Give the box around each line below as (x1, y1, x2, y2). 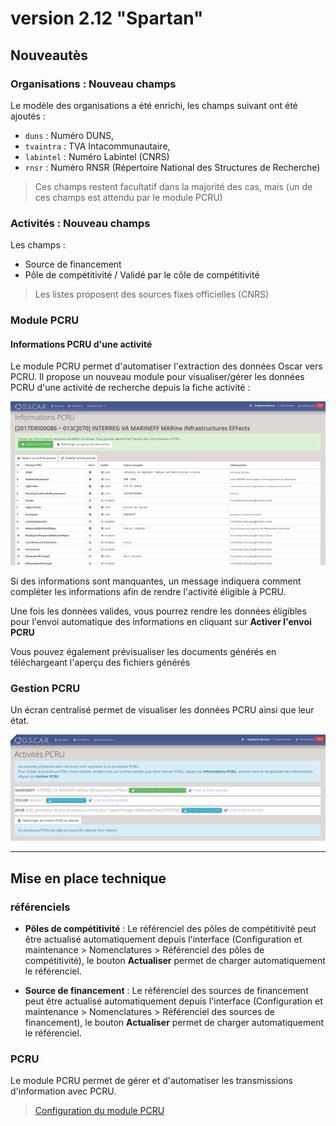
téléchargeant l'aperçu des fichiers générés (10, 656, 191, 668)
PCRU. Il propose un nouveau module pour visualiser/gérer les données (10, 371, 305, 383)
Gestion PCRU (10, 681, 81, 695)
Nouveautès (10, 47, 88, 64)
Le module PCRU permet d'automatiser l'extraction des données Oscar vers (10, 360, 323, 372)
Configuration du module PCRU (34, 1105, 165, 1117)
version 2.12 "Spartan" (10, 7, 204, 30)
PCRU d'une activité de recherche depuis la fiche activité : (10, 382, 251, 394)
